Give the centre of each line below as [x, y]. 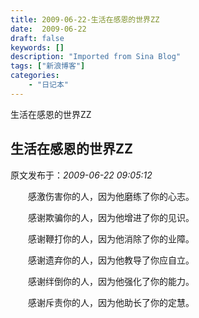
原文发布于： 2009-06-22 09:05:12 [81, 175]
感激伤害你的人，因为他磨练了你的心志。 [111, 196]
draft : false [37, 38]
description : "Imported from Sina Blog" [96, 57]
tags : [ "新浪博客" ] [48, 66]
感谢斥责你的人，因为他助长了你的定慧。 [111, 302]
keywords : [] [37, 47]
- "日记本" [48, 85]
